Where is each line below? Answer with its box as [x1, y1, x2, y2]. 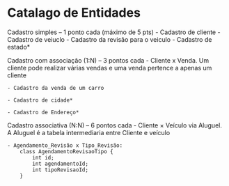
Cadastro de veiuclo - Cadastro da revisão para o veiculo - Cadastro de [7, 35, 212, 43]
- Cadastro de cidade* [7, 96, 73, 104]
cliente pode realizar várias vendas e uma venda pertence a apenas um [7, 63, 212, 72]
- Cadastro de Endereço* [7, 109, 79, 116]
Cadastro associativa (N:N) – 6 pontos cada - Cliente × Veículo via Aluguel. [7, 121, 223, 130]
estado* [7, 42, 31, 51]
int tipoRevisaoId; [32, 166, 89, 173]
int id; [32, 154, 54, 161]
